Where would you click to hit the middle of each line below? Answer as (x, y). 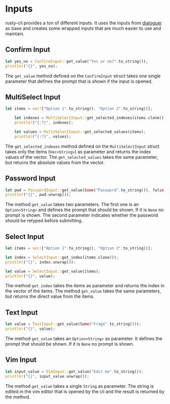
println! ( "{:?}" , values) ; (43, 137)
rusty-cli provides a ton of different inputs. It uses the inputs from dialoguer (84, 23)
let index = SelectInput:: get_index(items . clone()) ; (62, 257)
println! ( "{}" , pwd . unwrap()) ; (38, 195)
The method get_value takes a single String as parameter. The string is (80, 386)
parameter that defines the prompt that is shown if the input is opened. (79, 81)
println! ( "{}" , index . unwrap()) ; (40, 262)
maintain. (15, 33)
